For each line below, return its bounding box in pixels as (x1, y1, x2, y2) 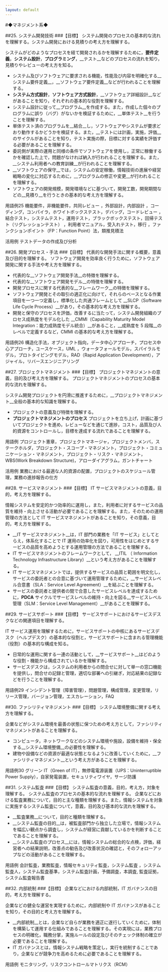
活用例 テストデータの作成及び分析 (5, 238, 77, 244)
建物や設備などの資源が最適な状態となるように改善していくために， (12, 750, 153, 756)
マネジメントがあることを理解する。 (5, 727, 80, 733)
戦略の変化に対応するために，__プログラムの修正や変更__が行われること (12, 173, 161, 179)
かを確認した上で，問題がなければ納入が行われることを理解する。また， (12, 154, 162, 160)
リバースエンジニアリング (27, 358, 80, 364)
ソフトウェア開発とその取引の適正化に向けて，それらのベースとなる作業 (12, 291, 161, 297)
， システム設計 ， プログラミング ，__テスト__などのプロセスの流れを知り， (10, 56, 162, 62)
